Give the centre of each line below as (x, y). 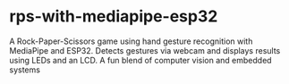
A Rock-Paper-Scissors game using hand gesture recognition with (131, 41)
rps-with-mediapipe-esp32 (114, 17)
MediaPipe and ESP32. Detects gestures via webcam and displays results (145, 50)
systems (25, 70)
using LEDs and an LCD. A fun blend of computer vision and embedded (140, 60)
